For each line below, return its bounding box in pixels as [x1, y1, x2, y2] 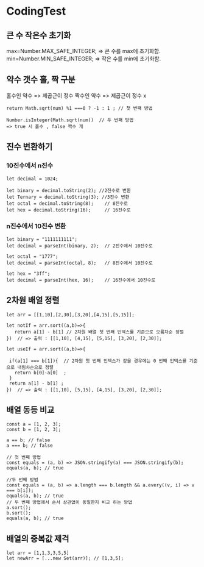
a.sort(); [6, 505, 32, 511]
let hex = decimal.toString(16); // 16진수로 [6, 207, 131, 213]
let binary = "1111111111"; [6, 236, 78, 242]
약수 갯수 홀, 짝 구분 [6, 74, 76, 85]
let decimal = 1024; [6, 176, 59, 182]
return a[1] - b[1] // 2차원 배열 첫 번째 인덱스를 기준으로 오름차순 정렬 [14, 329, 184, 335]
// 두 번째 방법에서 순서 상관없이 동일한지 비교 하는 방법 [6, 499, 133, 505]
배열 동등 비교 [6, 405, 55, 415]
